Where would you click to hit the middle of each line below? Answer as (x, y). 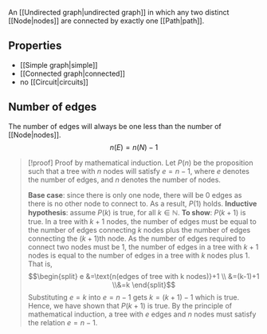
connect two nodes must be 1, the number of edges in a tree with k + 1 (143, 246)
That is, (40, 264)
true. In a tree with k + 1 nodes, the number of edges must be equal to (142, 221)
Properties (35, 46)
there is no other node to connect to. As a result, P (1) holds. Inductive (142, 203)
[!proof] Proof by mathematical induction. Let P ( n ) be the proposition (140, 163)
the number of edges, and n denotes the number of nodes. (124, 179)
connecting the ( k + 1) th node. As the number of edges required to (136, 238)
